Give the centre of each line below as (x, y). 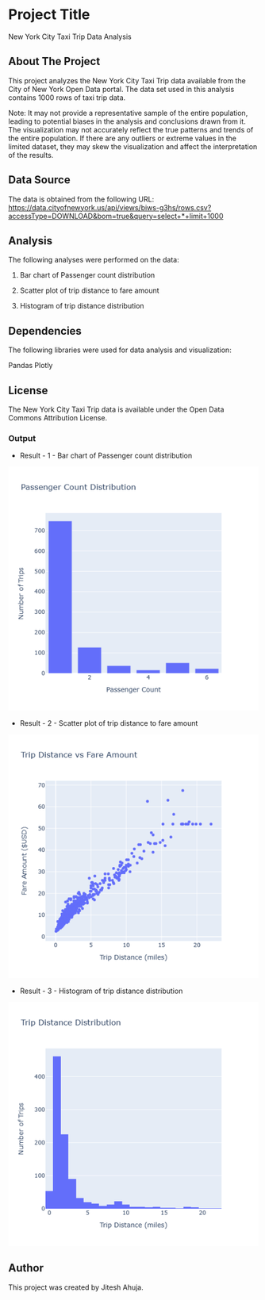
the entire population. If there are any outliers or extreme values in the (122, 138)
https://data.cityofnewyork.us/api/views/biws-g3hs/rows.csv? (110, 207)
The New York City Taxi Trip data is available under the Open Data (116, 409)
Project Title (49, 15)
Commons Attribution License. (58, 418)
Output (22, 438)
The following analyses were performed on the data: (94, 260)
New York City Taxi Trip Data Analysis (70, 36)
